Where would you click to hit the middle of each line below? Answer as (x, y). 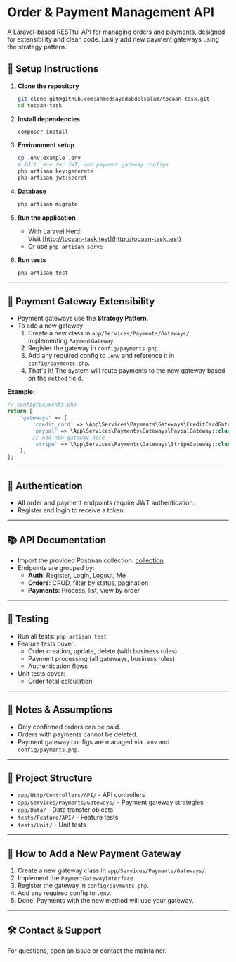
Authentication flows (58, 666)
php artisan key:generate (55, 171)
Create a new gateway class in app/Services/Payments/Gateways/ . (112, 870)
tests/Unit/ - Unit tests (52, 825)
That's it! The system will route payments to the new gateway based (126, 371)
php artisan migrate (47, 204)
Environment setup (46, 145)
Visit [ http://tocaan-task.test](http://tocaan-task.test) (104, 239)
